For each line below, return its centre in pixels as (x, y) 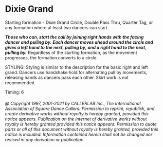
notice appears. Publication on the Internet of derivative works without (76, 119)
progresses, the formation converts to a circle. (52, 57)
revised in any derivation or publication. (45, 139)
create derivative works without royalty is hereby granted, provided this (77, 113)
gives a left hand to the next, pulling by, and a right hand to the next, (76, 47)
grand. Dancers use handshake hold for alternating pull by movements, (76, 72)
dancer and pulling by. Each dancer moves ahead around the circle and (79, 42)
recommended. (20, 83)
